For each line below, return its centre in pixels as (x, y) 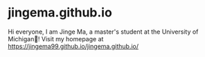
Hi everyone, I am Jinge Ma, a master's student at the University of (103, 32)
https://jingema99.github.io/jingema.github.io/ (73, 46)
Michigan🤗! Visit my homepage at (56, 38)
